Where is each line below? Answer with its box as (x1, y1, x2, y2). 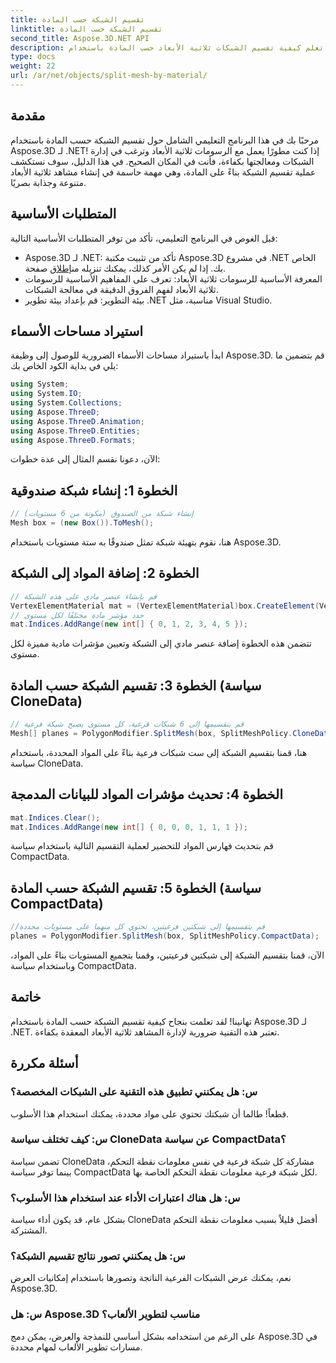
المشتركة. (10, 1224, 48, 1236)
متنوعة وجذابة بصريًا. (10, 176, 87, 188)
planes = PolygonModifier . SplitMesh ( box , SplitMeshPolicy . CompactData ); (10, 931, 320, 941)
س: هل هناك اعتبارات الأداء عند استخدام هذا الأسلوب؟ (10, 1191, 241, 1205)
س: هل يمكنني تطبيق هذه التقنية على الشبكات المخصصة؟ (10, 1085, 258, 1099)
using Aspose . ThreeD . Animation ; (10, 416, 145, 426)
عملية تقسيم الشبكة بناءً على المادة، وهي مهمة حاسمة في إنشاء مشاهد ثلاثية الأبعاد (10, 166, 317, 178)
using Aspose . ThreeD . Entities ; (10, 426, 141, 436)
